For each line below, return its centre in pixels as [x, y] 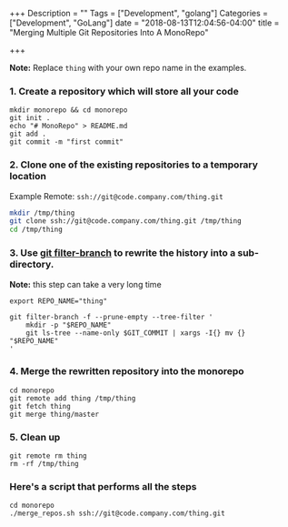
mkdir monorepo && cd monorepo [69, 110]
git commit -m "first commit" [67, 142]
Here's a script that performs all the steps [103, 487]
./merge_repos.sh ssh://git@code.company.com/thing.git [117, 513]
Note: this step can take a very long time [85, 284]
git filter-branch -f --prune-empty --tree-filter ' [111, 317]
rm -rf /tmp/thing [44, 464]
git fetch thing [40, 406]
